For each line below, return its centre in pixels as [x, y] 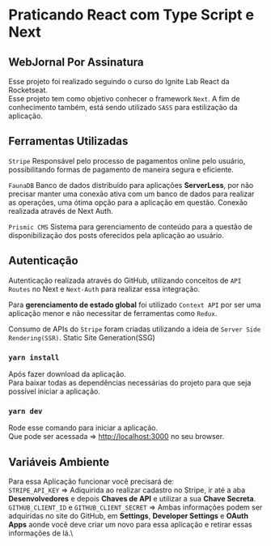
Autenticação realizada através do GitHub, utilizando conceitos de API [125, 280]
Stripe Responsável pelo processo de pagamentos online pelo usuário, [127, 160]
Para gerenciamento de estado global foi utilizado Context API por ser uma [135, 305]
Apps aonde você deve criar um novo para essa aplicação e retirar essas [130, 525]
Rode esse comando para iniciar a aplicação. [83, 428]
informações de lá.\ [41, 533]
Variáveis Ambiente [59, 462]
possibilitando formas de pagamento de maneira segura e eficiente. [121, 169]
